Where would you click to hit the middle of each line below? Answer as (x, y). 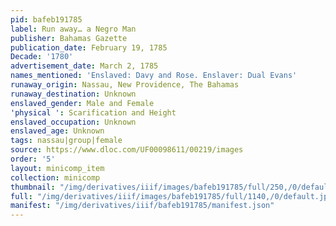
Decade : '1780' (42, 57)
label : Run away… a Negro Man (73, 29)
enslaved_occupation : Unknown (73, 122)
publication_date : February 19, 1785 (89, 47)
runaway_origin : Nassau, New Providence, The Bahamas (125, 85)
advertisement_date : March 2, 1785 (84, 66)
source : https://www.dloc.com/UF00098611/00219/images (127, 150)
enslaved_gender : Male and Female (82, 103)
